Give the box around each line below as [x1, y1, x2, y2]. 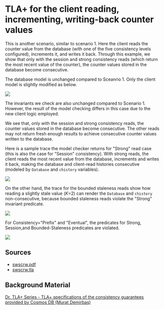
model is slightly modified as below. [5, 81, 77, 87]
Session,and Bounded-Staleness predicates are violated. [5, 225, 120, 231]
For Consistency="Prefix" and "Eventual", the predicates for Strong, [5, 219, 141, 225]
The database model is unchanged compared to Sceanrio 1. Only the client [5, 76, 156, 82]
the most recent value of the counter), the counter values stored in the [5, 62, 147, 67]
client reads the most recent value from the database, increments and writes [5, 156, 159, 162]
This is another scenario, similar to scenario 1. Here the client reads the [5, 40, 148, 46]
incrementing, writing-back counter [5, 14, 154, 25]
